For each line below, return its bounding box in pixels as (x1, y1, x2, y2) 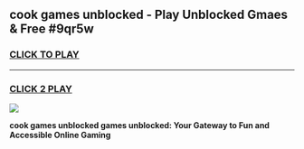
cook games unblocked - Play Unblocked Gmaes (9, 7, 288, 23)
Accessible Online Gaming (9, 129, 111, 140)
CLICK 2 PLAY (9, 82, 72, 95)
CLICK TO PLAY (9, 49, 80, 61)
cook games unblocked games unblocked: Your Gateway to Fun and (9, 119, 270, 130)
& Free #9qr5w (9, 22, 94, 37)
